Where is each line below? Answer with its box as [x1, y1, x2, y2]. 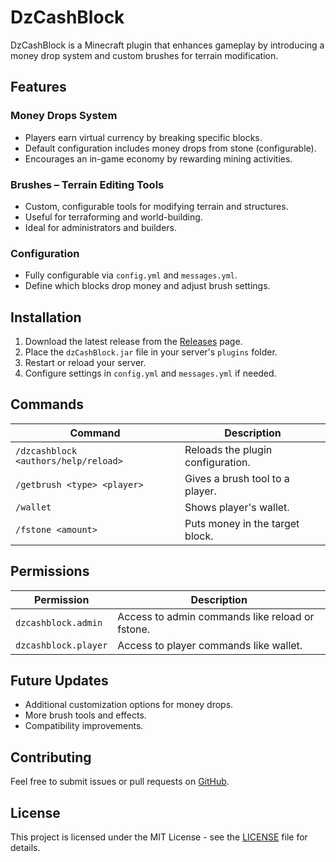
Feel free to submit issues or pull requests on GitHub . [10, 776, 230, 788]
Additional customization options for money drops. [24, 699, 234, 711]
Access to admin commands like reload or [117, 609, 315, 623]
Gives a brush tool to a [184, 471, 290, 485]
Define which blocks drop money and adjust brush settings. [24, 280, 271, 292]
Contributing [10, 749, 92, 766]
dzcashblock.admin [15, 617, 103, 628]
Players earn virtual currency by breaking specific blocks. [24, 131, 263, 143]
